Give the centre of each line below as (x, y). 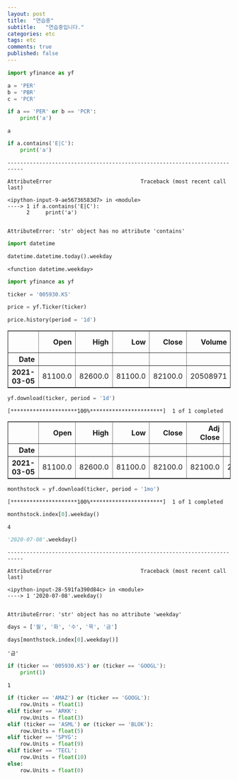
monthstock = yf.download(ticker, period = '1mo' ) (84, 489)
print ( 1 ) (33, 673)
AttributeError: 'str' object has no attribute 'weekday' (95, 614)
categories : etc (31, 34)
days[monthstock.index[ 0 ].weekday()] (63, 640)
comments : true (30, 47)
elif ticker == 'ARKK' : (42, 711)
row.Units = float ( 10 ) (53, 757)
